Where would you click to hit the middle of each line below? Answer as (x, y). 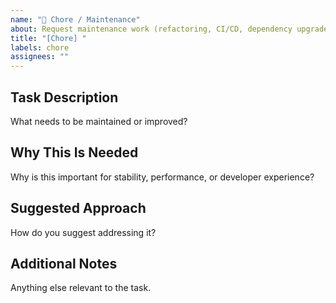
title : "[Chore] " (48, 38)
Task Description (64, 97)
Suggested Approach (78, 208)
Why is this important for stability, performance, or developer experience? (162, 177)
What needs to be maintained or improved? (99, 121)
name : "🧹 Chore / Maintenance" (75, 19)
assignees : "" (40, 57)
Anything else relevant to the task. (81, 288)
